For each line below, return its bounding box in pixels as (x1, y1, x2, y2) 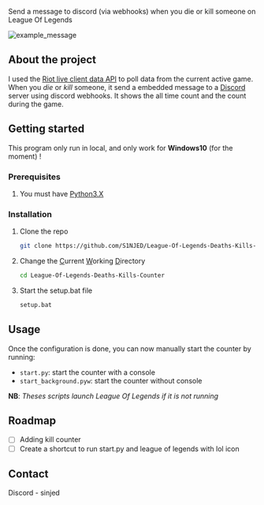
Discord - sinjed (8, 488, 61, 498)
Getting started (8, 122, 85, 136)
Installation (8, 208, 53, 219)
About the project (8, 53, 97, 66)
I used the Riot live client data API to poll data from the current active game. (8, 74, 254, 84)
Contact (8, 467, 49, 481)
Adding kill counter (19, 435, 81, 444)
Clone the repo (19, 226, 69, 236)
